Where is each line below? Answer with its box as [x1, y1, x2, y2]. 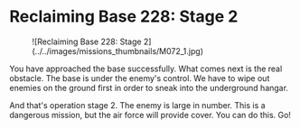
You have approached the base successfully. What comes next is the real [9, 63, 283, 74]
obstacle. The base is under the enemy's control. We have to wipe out [9, 72, 270, 83]
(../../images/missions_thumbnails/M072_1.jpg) [32, 45, 203, 56]
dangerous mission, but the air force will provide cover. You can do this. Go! [9, 109, 292, 120]
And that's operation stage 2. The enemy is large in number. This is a [9, 99, 266, 110]
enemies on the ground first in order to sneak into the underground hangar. [9, 82, 289, 93]
